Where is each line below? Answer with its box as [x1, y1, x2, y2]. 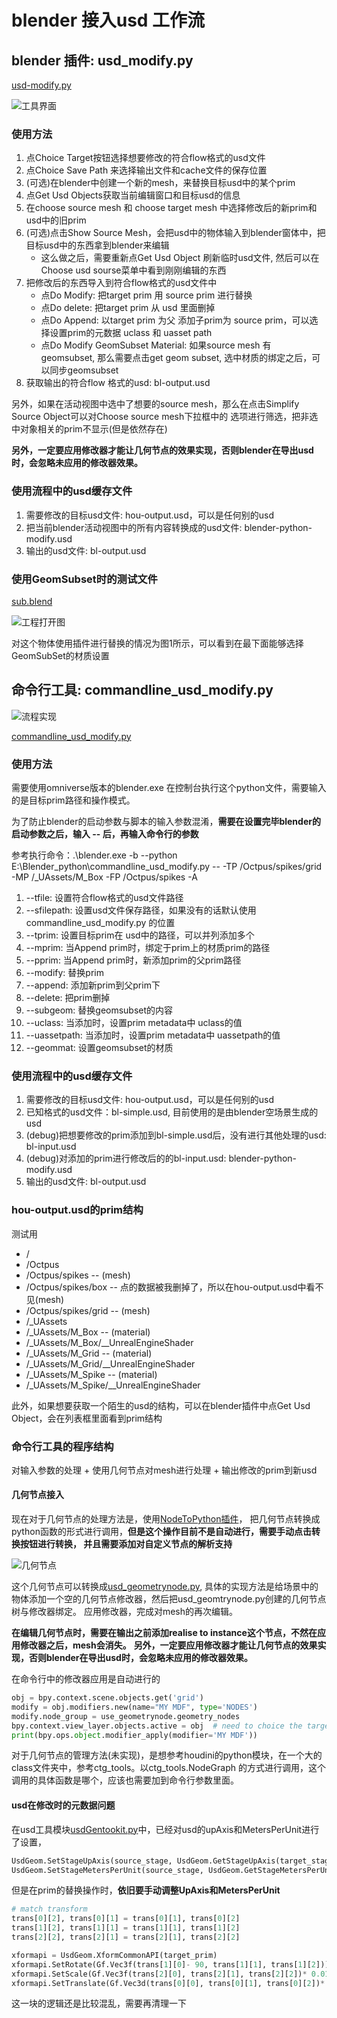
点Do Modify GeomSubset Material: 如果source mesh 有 [40, 339, 272, 351]
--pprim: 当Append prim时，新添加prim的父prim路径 [25, 954, 242, 966]
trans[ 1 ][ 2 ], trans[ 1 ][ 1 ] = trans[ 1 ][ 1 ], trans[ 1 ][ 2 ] [11, 1923, 241, 1933]
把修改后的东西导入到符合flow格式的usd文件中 [25, 277, 218, 289]
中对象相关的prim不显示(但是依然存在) [11, 423, 168, 435]
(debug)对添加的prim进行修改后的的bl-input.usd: [25, 1152, 227, 1165]
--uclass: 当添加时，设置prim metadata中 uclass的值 [25, 1017, 243, 1028]
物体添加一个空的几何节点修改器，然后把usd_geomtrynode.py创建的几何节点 [11, 1593, 327, 1605]
